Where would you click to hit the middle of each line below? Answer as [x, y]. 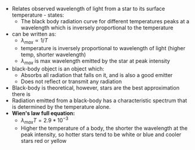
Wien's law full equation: [43, 113]
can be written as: [34, 34]
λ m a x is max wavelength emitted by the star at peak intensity [95, 61]
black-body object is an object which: [58, 69]
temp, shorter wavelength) [53, 54]
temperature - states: [38, 15]
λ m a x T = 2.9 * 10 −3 [44, 121]
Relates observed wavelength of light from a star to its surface [88, 9]
